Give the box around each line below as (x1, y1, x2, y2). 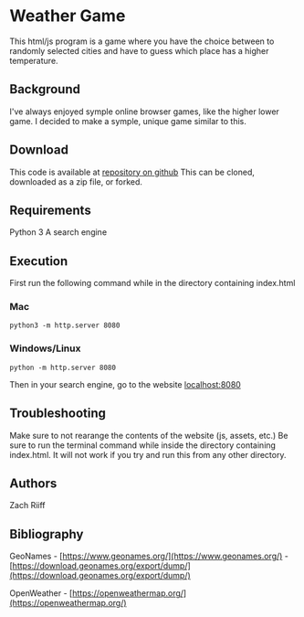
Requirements (9, 202, 91, 218)
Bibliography (9, 527, 84, 542)
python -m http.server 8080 (9, 363, 117, 372)
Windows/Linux (9, 342, 81, 355)
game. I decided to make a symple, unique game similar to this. (9, 115, 246, 126)
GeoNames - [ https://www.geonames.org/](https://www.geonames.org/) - (9, 550, 289, 562)
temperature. (9, 55, 58, 66)
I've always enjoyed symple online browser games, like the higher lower (9, 106, 280, 117)
